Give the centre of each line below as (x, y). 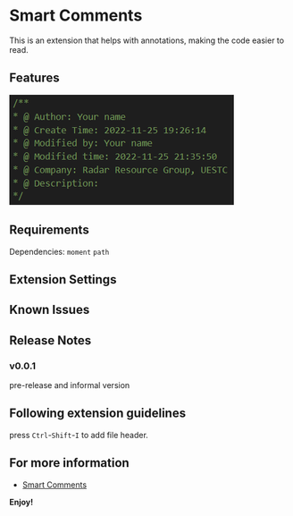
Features (34, 78)
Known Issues (50, 310)
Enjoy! (21, 502)
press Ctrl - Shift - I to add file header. (79, 435)
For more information (69, 463)
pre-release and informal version (70, 385)
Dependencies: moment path (59, 251)
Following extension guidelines (97, 414)
